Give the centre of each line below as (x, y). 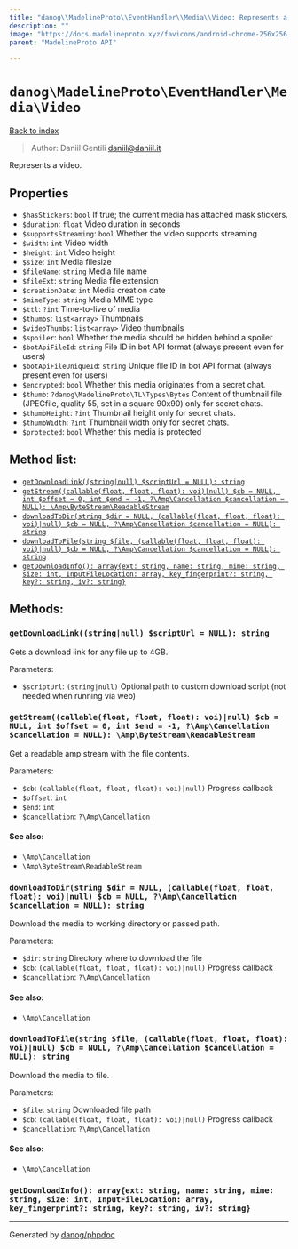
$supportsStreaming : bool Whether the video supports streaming (140, 233)
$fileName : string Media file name (85, 271)
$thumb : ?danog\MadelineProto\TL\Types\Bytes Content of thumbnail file (152, 394)
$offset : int (44, 797)
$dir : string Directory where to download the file (112, 958)
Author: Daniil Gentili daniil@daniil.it (96, 148)
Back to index (34, 131)
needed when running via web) (78, 695)
